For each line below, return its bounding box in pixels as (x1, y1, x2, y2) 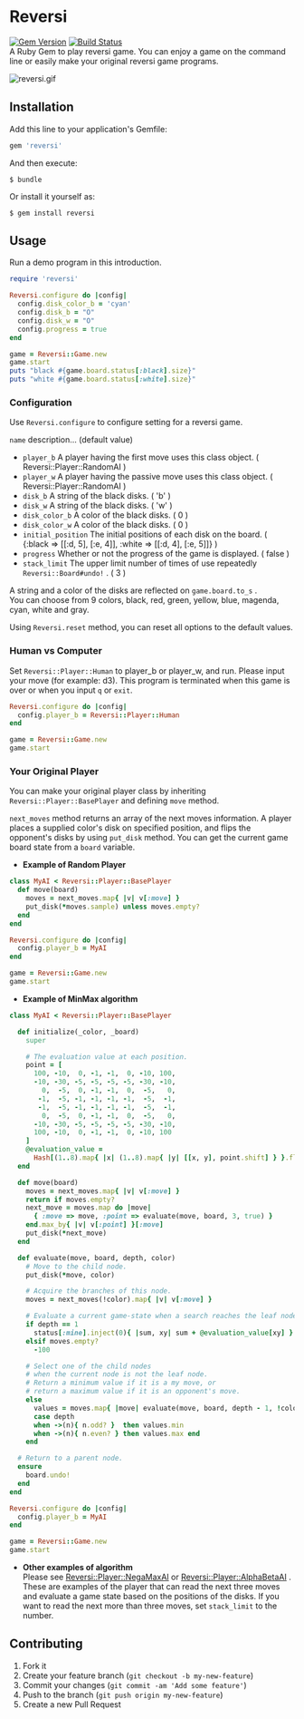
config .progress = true (17, 325, 107, 334)
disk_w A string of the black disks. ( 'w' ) (22, 500, 174, 511)
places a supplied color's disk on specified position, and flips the (9, 822, 252, 833)
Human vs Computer (9, 645, 102, 657)
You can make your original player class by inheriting (9, 786, 206, 797)
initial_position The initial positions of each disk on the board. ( (22, 529, 268, 540)
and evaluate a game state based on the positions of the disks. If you (22, 1591, 280, 1602)
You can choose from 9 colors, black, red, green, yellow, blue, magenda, (9, 595, 280, 606)
